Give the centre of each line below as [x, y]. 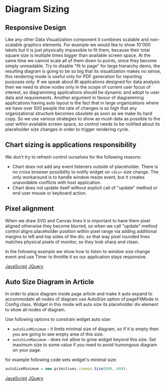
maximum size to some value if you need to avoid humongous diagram [85, 345]
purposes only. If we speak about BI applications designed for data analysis [83, 82]
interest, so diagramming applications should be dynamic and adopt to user [83, 92]
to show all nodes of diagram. [36, 310]
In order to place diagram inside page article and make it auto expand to [79, 294]
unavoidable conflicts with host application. [57, 182]
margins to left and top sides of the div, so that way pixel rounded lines [78, 236]
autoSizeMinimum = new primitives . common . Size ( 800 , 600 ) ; [66, 369]
